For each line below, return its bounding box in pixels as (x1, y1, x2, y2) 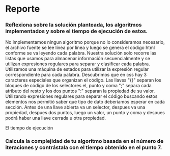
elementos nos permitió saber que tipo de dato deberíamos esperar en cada (5, 99, 165, 105)
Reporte (5, 3, 40, 15)
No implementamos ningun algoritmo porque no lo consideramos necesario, (5, 39, 165, 45)
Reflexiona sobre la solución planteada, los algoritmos (5, 21, 142, 29)
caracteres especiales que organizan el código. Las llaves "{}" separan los (5, 77, 161, 83)
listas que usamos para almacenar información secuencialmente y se (5, 56, 150, 62)
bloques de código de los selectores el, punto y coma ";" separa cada (5, 83, 152, 89)
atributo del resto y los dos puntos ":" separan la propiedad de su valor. (5, 88, 155, 94)
